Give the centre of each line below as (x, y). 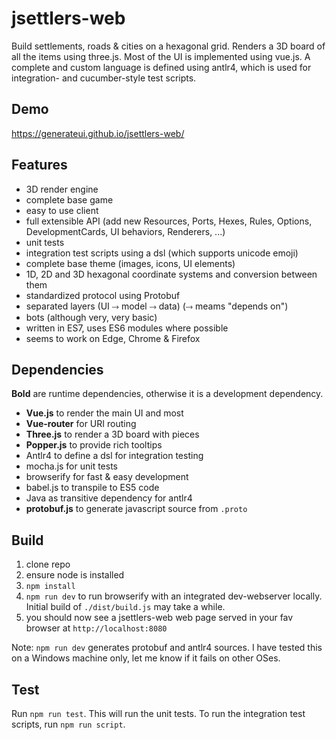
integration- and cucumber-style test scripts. (104, 78)
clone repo (48, 564)
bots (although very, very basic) (91, 317)
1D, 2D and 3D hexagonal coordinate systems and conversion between (171, 274)
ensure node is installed (75, 575)
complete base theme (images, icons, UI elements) (130, 263)
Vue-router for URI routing (81, 424)
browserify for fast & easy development (107, 477)
